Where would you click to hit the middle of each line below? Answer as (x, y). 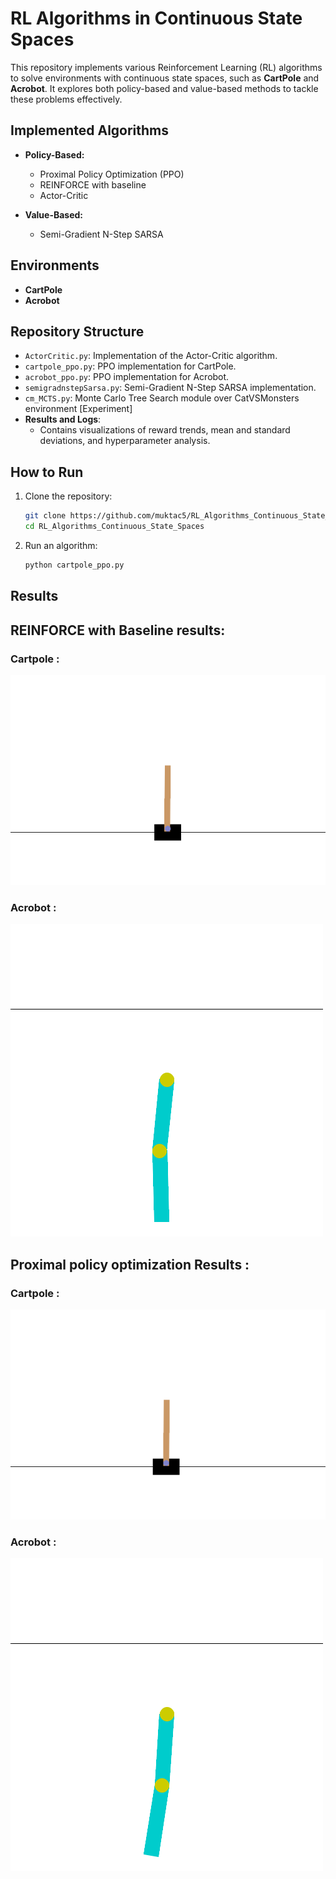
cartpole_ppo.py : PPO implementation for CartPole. (130, 366)
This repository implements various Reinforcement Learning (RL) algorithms (166, 67)
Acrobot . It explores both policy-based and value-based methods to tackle (164, 88)
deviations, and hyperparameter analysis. (125, 441)
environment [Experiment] (78, 409)
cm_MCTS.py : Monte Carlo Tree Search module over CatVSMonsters (162, 398)
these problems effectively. (66, 99)
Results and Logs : (63, 419)
